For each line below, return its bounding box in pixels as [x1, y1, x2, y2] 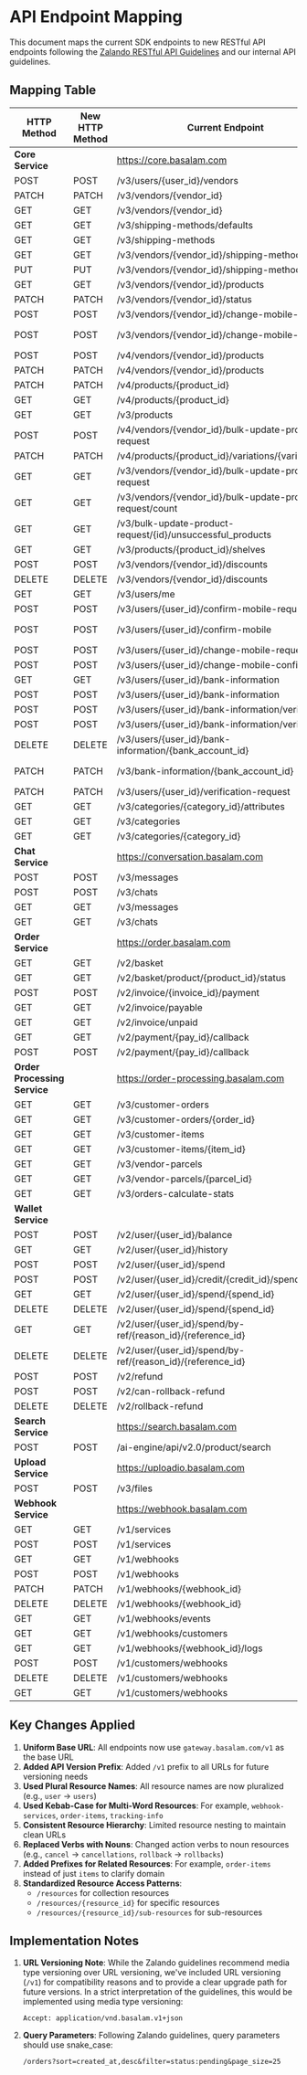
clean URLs [22, 1829, 67, 1840]
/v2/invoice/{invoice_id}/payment [116, 986, 260, 999]
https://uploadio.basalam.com [116, 1461, 245, 1474]
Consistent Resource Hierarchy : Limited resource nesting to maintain [22, 1819, 286, 1830]
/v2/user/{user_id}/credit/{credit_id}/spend [116, 1273, 301, 1286]
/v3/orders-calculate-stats [116, 1187, 235, 1200]
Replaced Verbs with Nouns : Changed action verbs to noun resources [22, 1838, 290, 1849]
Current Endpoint [186, 121, 265, 133]
